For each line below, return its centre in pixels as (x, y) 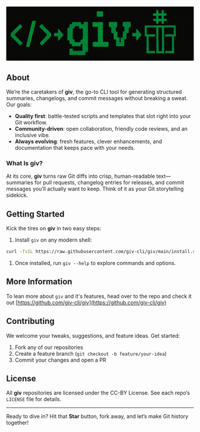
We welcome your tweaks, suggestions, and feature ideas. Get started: (93, 335)
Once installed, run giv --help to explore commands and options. (95, 263)
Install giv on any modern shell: (53, 240)
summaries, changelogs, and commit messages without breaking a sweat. (97, 98)
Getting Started (35, 214)
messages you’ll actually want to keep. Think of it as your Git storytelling (95, 189)
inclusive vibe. (32, 135)
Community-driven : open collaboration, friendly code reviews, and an (101, 129)
